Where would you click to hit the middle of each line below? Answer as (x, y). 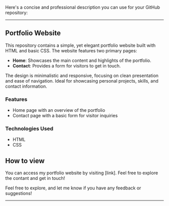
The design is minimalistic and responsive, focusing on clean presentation (82, 76)
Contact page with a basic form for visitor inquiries (65, 116)
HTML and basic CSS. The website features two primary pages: (71, 50)
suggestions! (19, 193)
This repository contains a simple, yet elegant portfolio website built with (80, 45)
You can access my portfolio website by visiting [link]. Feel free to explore (82, 173)
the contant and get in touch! (35, 178)
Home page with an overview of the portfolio (59, 110)
